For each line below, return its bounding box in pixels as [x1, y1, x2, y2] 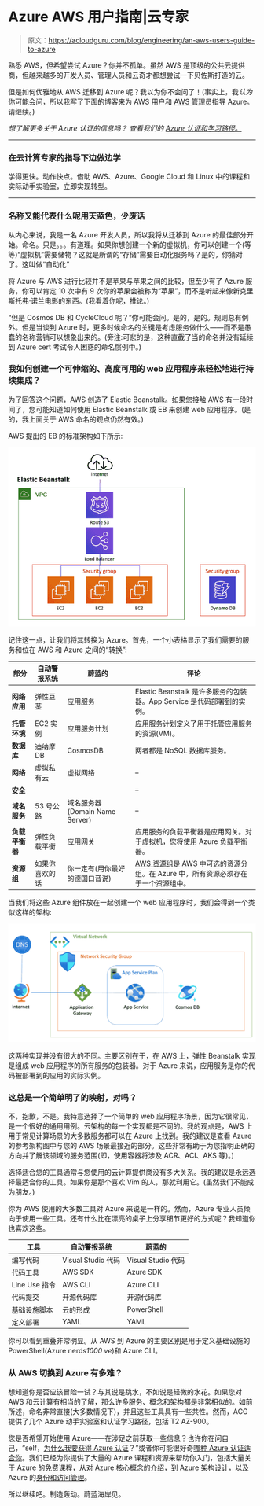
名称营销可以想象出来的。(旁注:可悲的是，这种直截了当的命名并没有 [21, 332, 240, 341]
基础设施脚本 [11, 1305, 53, 1314]
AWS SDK [62, 1268, 94, 1277]
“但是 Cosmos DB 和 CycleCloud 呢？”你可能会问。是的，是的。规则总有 [8, 312, 242, 322]
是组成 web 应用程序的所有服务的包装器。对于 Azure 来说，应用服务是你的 [8, 1060, 249, 1070]
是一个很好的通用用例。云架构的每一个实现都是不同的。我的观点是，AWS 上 [8, 1121, 253, 1130]
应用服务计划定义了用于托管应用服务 [134, 718, 253, 728]
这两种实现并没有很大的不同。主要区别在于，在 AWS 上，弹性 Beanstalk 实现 [8, 1051, 256, 1060]
